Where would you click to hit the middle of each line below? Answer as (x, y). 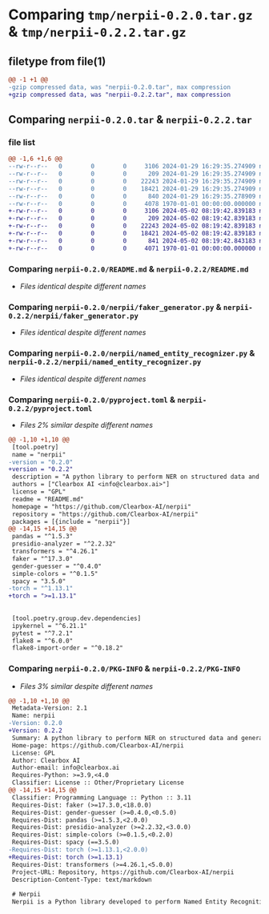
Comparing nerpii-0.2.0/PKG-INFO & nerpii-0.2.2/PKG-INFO (124, 669)
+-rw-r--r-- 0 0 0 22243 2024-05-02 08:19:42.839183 (132, 226)
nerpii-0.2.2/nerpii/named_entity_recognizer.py (105, 362)
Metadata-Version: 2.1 (50, 708)
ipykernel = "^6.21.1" (50, 626)
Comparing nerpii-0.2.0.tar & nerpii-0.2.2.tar (130, 120)
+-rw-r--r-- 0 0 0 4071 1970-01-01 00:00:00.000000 (132, 248)
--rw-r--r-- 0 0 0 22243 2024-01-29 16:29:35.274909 (132, 181)
